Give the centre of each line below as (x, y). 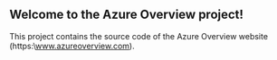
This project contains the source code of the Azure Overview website (139, 36)
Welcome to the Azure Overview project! (127, 15)
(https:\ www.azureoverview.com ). (72, 46)
